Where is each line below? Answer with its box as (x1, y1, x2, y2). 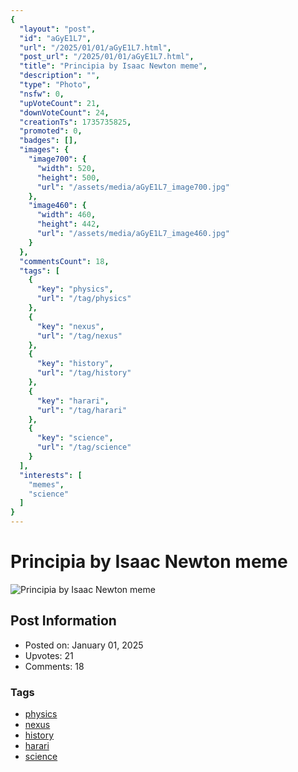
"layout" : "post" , (19, 24, 97, 34)
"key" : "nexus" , (36, 321, 105, 331)
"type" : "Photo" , (19, 80, 92, 90)
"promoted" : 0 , (19, 126, 83, 136)
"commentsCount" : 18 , (19, 256, 110, 266)
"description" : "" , (19, 71, 101, 81)
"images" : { (19, 145, 70, 155)
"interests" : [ (19, 470, 83, 480)
